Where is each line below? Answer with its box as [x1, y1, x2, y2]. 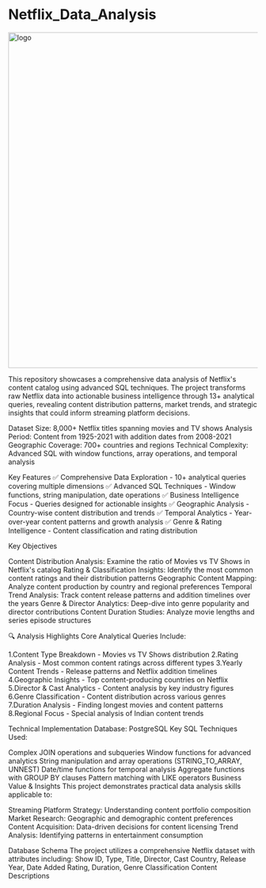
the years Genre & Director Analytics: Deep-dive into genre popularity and [8, 598, 249, 608]
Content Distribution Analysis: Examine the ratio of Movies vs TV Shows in [8, 556, 251, 566]
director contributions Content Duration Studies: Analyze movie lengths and [8, 607, 255, 616]
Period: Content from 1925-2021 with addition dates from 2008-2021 [8, 432, 232, 441]
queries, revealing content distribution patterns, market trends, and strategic [8, 399, 257, 409]
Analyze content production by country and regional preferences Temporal [8, 581, 253, 591]
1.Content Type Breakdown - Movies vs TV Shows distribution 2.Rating [8, 650, 239, 659]
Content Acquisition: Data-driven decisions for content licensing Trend [8, 821, 239, 831]
